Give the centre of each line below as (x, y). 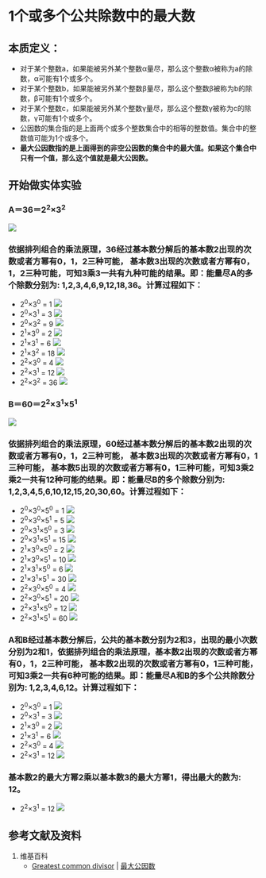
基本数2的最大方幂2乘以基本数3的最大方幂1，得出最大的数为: (125, 777)
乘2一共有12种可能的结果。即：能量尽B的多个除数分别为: (117, 479)
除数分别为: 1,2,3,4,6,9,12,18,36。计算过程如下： (110, 285)
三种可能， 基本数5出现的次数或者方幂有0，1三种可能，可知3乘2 (131, 468)
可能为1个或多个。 (63, 138)
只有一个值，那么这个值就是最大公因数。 (86, 158)
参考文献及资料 (45, 836)
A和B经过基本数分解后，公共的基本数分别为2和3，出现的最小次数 (133, 640)
